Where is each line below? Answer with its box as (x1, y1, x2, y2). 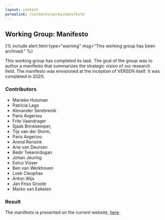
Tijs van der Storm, (12, 128, 51, 134)
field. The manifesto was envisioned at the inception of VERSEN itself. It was (5, 68, 160, 74)
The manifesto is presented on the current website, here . (5, 209, 121, 215)
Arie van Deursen (12, 144, 48, 150)
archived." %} (5, 48, 33, 54)
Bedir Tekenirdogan (12, 149, 53, 155)
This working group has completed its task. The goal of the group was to (5, 58, 153, 64)
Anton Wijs (12, 175, 34, 181)
